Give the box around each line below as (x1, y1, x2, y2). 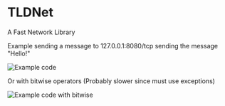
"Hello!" (7, 49, 31, 58)
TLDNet (7, 4, 54, 21)
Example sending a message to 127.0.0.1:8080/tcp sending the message (7, 41, 219, 50)
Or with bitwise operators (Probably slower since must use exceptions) (7, 76, 216, 85)
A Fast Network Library (7, 28, 75, 36)
